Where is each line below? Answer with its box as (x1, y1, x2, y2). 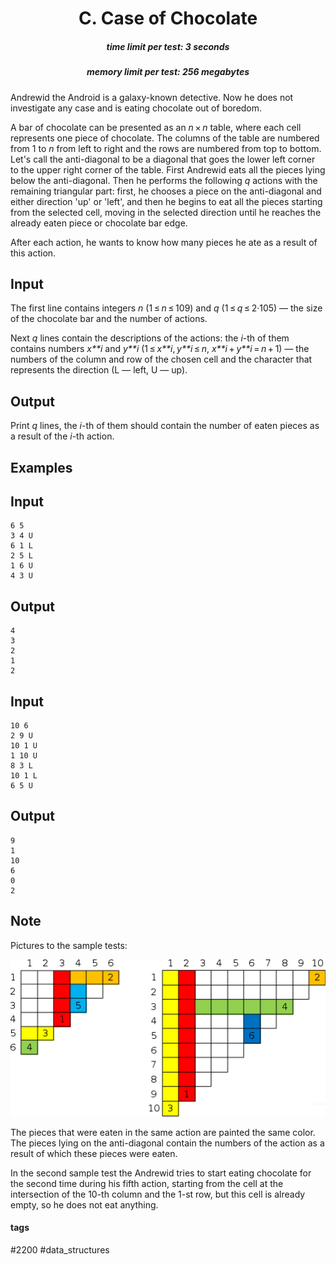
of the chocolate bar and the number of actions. (10, 313, 208, 325)
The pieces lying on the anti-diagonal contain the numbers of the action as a (10, 1137, 325, 1149)
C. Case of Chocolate (78, 7, 258, 30)
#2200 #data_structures (10, 1243, 110, 1256)
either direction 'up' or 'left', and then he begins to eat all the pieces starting (10, 195, 323, 207)
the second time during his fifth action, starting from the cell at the (10, 1177, 284, 1189)
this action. (10, 247, 57, 259)
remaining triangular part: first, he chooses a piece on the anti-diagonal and (10, 185, 322, 197)
